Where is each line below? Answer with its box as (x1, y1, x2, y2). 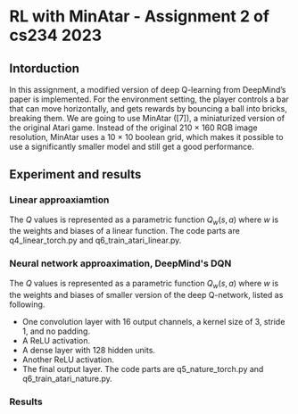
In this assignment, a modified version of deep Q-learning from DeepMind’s (9, 85, 286, 95)
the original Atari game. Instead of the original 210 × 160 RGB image (9, 122, 258, 133)
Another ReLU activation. (21, 354, 114, 365)
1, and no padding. (21, 326, 91, 336)
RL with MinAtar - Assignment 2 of (9, 6, 270, 27)
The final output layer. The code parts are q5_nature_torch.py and (21, 363, 264, 374)
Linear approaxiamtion (9, 194, 110, 206)
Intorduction (9, 61, 80, 76)
